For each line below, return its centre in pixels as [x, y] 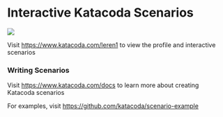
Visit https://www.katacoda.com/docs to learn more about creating [103, 85]
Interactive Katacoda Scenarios [100, 13]
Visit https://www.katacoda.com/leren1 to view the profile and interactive [111, 45]
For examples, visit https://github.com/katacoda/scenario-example [103, 106]
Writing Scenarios [38, 70]
